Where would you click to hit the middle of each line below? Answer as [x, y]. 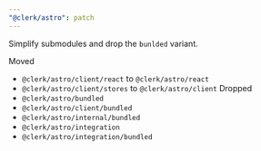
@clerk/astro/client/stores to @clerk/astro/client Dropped [137, 88]
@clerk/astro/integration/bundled [87, 137]
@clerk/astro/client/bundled [77, 108]
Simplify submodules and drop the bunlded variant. [104, 43]
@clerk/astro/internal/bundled [81, 118]
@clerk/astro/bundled [62, 99]
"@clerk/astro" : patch [51, 18]
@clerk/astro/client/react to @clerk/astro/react [115, 79]
